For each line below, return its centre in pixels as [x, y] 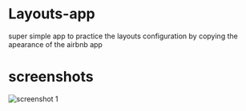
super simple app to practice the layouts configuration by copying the [123, 36]
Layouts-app [52, 14]
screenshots [51, 77]
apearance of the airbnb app [55, 44]
